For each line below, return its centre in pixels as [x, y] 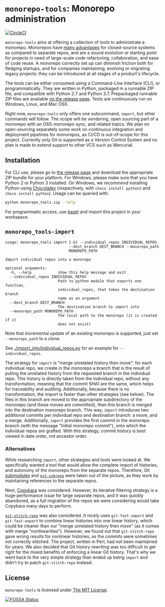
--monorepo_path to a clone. [33, 339]
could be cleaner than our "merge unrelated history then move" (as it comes [82, 526]
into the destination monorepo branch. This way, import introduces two [77, 410]
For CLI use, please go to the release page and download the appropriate [79, 172]
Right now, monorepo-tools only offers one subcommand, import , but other [80, 113]
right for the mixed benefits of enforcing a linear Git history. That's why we [81, 552]
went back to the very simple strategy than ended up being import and [77, 557]
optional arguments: [26, 268]
